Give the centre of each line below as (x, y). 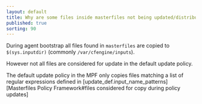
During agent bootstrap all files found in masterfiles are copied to (88, 46)
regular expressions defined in (44, 82)
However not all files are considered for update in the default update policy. (100, 64)
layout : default (26, 12)
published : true (26, 23)
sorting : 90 (21, 29)
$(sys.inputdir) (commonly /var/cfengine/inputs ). (71, 52)
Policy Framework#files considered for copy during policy (109, 88)
